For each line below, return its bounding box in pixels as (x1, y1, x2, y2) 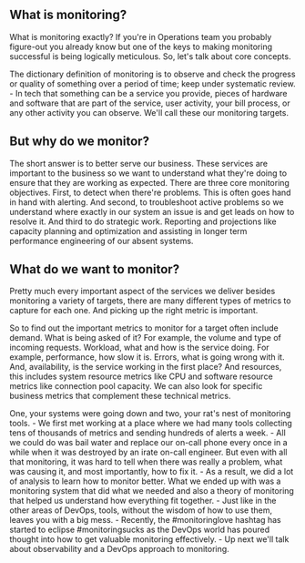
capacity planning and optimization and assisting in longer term (9, 225, 248, 236)
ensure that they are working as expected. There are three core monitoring (9, 177, 290, 188)
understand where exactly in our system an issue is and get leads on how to (9, 206, 295, 217)
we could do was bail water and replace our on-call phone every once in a (9, 437, 289, 448)
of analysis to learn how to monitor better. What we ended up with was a (9, 476, 281, 486)
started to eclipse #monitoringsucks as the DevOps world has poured (9, 524, 270, 536)
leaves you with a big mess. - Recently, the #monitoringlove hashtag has (9, 515, 281, 526)
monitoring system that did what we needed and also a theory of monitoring (9, 486, 294, 496)
